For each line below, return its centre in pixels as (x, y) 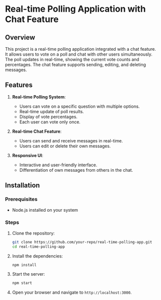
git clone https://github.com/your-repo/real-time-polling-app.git (82, 242)
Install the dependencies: (38, 256)
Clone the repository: (33, 233)
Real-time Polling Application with (75, 9)
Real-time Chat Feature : (37, 131)
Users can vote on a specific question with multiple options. (80, 106)
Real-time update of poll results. (52, 111)
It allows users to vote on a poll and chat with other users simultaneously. (79, 54)
